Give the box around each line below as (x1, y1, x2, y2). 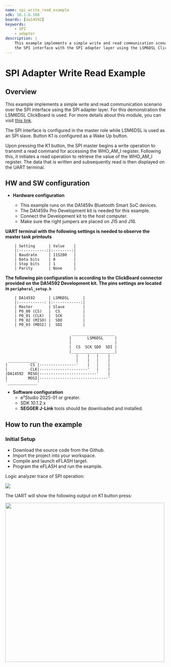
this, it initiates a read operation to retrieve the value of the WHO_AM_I (5, 153, 153, 159)
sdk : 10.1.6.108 (5, 12, 40, 17)
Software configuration (12, 389, 64, 395)
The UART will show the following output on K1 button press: (5, 493, 132, 499)
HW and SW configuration (5, 179, 90, 188)
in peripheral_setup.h (5, 286, 52, 292)
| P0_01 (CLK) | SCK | (14, 313, 85, 318)
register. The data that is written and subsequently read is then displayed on (5, 158, 165, 165)
